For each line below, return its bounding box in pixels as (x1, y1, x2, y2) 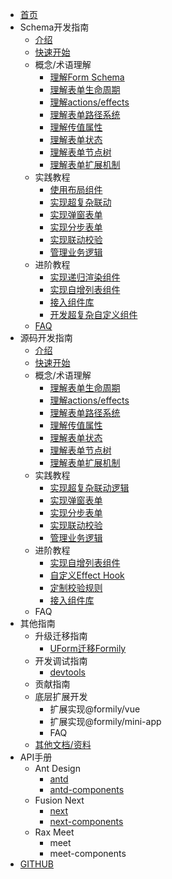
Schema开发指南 (19, 21, 90, 33)
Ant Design (34, 763, 81, 774)
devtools (49, 666, 86, 678)
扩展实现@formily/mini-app (49, 716, 162, 727)
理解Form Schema (49, 71, 125, 83)
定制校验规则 (49, 582, 103, 593)
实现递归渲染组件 (49, 271, 121, 283)
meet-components (49, 848, 127, 859)
